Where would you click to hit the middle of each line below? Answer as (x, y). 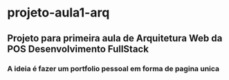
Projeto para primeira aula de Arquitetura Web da (115, 38)
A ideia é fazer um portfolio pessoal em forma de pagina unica (113, 68)
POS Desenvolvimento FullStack (78, 49)
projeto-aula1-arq (58, 13)
